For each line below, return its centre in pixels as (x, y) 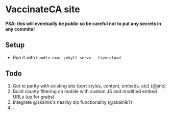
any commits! (20, 29)
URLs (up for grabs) (33, 97)
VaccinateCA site (43, 9)
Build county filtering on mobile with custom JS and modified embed (85, 91)
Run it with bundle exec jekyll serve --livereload (67, 57)
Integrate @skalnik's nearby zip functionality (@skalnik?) (72, 102)
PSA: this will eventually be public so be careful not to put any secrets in (83, 24)
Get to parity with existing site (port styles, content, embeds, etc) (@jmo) (89, 86)
